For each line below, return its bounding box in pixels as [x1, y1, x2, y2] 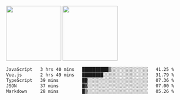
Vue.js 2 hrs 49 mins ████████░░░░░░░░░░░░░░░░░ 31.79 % [6, 72, 175, 78]
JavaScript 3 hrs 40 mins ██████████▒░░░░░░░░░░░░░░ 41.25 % [6, 67, 175, 73]
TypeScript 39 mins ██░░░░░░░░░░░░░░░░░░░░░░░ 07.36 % [6, 77, 175, 83]
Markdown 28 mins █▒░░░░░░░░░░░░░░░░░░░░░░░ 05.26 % [6, 88, 175, 94]
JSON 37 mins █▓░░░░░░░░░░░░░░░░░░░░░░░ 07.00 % [6, 82, 175, 89]
